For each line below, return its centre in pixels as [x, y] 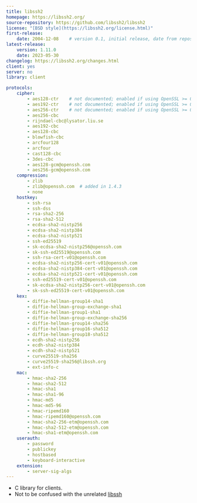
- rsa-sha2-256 [46, 214]
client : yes [21, 66]
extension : [30, 466]
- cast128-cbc [44, 154]
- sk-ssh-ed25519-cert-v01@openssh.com [76, 290]
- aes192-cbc [43, 126]
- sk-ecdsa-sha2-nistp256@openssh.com [74, 247]
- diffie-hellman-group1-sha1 [64, 313]
